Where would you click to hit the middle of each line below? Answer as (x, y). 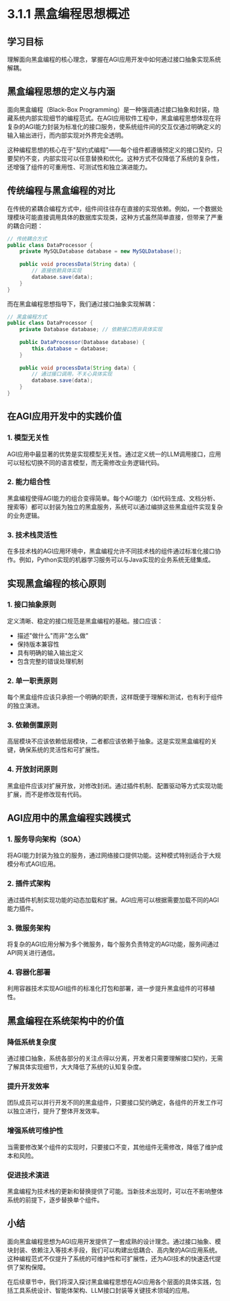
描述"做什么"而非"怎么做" (53, 635)
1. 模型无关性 (28, 438)
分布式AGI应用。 (36, 864)
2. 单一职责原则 (33, 680)
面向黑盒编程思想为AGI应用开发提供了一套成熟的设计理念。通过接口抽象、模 (114, 1241)
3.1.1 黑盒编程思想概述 (68, 14)
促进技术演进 (28, 1175)
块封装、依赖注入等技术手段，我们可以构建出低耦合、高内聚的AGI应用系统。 (114, 1250)
